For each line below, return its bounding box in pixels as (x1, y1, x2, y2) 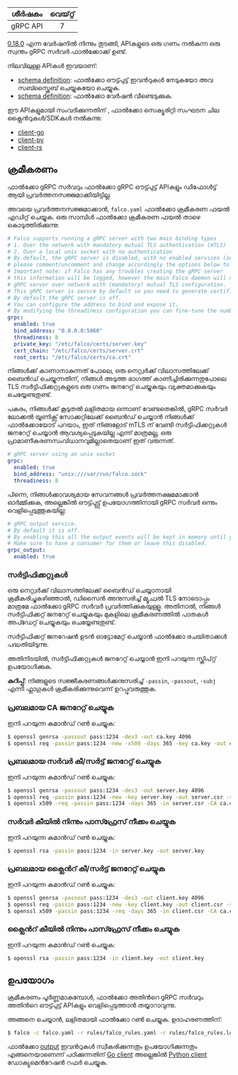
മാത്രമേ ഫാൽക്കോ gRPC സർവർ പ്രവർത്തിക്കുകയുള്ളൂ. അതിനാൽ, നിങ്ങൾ (7, 602, 221, 611)
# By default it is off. (7, 527, 81, 534)
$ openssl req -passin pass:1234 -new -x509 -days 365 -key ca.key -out (7, 740, 227, 747)
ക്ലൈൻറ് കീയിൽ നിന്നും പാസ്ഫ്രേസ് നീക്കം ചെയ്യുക (7, 924, 180, 934)
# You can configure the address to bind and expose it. (7, 301, 179, 308)
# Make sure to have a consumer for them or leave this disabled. (7, 540, 208, 547)
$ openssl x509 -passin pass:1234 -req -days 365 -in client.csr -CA (7, 907, 217, 915)
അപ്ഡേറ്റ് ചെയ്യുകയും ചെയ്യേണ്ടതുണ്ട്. (7, 618, 116, 627)
